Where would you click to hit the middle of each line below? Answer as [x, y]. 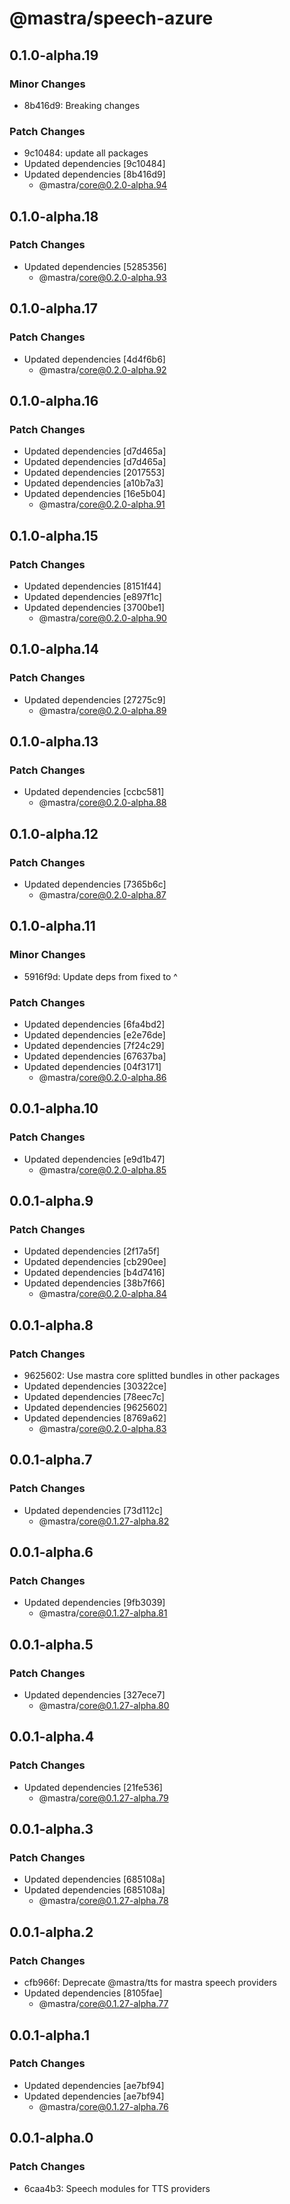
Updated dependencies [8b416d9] [94, 174]
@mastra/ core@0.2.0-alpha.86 [102, 1077]
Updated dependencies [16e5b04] [94, 494]
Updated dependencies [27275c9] [94, 699]
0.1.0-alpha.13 [54, 741]
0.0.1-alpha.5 [51, 1644]
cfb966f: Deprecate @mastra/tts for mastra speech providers [150, 1983]
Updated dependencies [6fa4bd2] [94, 1024]
